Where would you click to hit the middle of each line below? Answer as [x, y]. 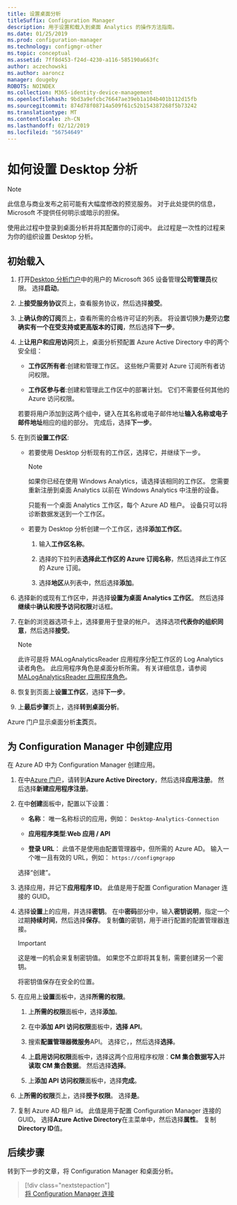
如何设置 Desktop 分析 [72, 169]
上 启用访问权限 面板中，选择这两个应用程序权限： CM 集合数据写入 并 [127, 1057]
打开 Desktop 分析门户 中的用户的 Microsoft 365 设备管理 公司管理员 [114, 279]
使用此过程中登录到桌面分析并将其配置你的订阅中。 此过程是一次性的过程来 [116, 228]
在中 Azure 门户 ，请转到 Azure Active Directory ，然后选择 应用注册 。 [117, 780]
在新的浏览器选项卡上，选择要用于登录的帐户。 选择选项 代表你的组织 [117, 622]
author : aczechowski [38, 66]
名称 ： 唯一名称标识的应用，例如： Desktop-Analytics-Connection [123, 818]
